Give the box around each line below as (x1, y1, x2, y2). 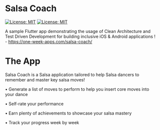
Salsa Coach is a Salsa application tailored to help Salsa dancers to (5, 71, 140, 78)
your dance (5, 91, 28, 97)
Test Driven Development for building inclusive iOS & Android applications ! (5, 33, 156, 39)
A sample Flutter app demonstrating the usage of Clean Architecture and (5, 28, 151, 34)
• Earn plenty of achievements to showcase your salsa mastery (5, 110, 132, 116)
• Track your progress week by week (5, 119, 79, 125)
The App (5, 56, 40, 67)
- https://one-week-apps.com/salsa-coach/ (5, 38, 92, 44)
